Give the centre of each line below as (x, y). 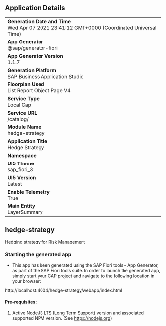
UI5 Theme (21, 163)
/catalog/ (18, 119)
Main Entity (21, 206)
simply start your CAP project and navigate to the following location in (83, 276)
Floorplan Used (26, 84)
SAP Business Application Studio (46, 76)
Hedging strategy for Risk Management (45, 242)
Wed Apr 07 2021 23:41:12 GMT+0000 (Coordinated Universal (82, 28)
